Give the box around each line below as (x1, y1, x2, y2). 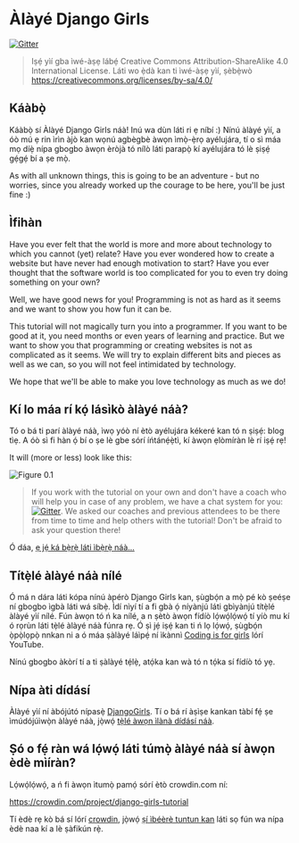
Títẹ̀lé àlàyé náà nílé (9, 568, 122, 583)
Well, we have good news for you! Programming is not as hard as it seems (9, 294, 281, 305)
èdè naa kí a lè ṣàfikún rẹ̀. (9, 822, 104, 834)
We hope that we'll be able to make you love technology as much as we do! (9, 376, 287, 387)
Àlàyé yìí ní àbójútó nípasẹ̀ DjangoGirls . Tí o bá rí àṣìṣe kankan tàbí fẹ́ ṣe (9, 706, 274, 716)
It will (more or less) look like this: (9, 452, 132, 463)
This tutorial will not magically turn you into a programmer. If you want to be (9, 321, 287, 331)
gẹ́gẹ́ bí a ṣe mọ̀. (9, 153, 71, 163)
